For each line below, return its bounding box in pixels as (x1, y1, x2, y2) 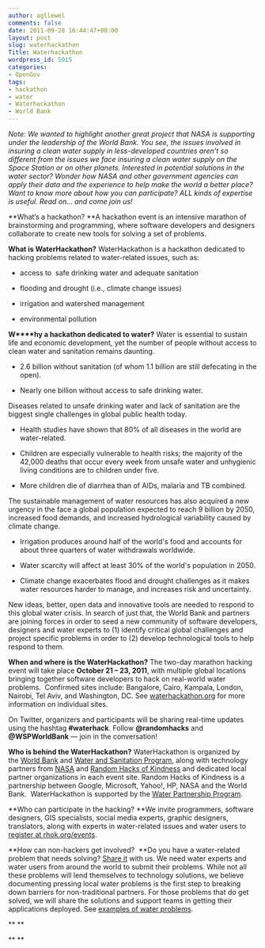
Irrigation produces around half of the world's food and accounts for (19, 537, 243, 546)
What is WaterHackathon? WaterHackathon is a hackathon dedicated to (8, 244, 245, 254)
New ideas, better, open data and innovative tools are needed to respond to (8, 600, 255, 609)
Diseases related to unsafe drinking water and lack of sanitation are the (8, 401, 240, 410)
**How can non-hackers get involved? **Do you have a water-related (8, 846, 240, 854)
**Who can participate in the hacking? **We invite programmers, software (8, 804, 255, 814)
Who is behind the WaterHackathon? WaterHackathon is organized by (8, 747, 240, 756)
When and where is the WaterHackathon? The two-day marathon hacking (8, 658, 253, 666)
